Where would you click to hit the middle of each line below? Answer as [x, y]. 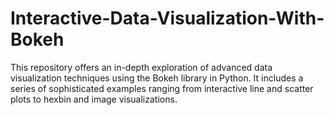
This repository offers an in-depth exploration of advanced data [141, 67]
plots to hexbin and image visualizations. [94, 99]
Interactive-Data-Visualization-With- [167, 18]
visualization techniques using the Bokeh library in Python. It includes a [157, 78]
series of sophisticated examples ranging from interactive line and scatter [162, 88]
